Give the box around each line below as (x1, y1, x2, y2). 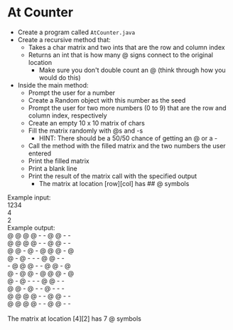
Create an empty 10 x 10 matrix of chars (28, 118, 146, 127)
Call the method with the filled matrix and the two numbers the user (28, 141, 226, 150)
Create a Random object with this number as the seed (28, 96, 186, 104)
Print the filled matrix (28, 156, 90, 165)
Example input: (7, 193, 51, 202)
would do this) (38, 73, 81, 82)
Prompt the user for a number (28, 88, 116, 97)
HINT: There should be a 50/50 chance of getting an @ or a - (38, 133, 218, 143)
